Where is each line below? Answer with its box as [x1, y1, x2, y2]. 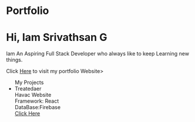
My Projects [14, 79, 44, 86]
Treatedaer [14, 85, 42, 92]
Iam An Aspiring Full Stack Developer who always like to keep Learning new [6, 50, 190, 57]
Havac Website [14, 92, 52, 99]
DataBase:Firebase [14, 104, 60, 111]
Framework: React [14, 97, 59, 104]
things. [6, 57, 23, 64]
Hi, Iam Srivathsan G [6, 31, 107, 44]
